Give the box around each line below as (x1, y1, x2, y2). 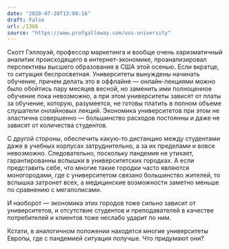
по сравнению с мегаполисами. (7, 186, 102, 194)
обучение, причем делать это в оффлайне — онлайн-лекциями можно (7, 77, 216, 86)
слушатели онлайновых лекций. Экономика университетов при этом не (7, 107, 219, 115)
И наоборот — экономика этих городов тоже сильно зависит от (7, 199, 197, 207)
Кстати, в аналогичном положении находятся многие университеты (7, 227, 209, 235)
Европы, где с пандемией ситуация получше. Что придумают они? (7, 235, 205, 243)
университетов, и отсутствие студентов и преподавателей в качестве (7, 206, 214, 215)
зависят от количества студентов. (7, 121, 108, 129)
